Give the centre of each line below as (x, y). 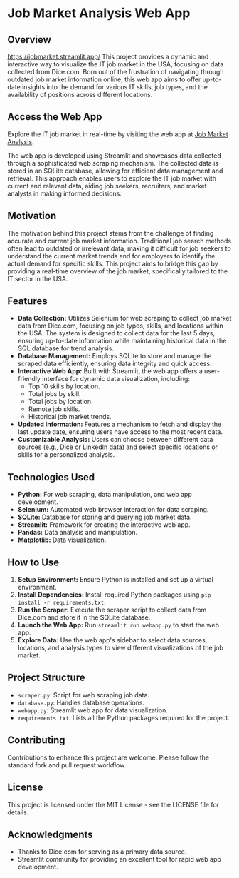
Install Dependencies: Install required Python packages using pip (114, 595)
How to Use (33, 562)
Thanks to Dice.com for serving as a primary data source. (102, 852)
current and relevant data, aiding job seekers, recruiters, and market (107, 186)
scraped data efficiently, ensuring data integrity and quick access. (115, 364)
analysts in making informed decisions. (65, 193)
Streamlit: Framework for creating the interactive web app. (104, 525)
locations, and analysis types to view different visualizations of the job (121, 648)
